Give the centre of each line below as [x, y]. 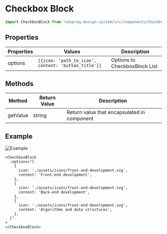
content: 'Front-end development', [55, 175]
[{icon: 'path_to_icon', [67, 60]
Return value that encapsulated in [106, 113]
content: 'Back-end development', [54, 192]
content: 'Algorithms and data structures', [65, 210]
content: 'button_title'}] [70, 65]
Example [19, 136]
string [40, 116]
